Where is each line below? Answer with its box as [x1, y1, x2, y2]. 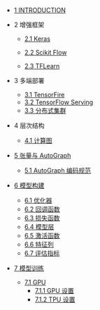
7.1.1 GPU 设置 [34, 287, 75, 294]
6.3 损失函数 [24, 214, 61, 222]
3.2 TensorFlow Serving [24, 98, 94, 106]
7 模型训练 [13, 264, 44, 272]
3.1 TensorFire [24, 91, 65, 99]
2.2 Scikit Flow [24, 49, 67, 56]
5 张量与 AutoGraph [13, 151, 71, 159]
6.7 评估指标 [24, 249, 60, 257]
